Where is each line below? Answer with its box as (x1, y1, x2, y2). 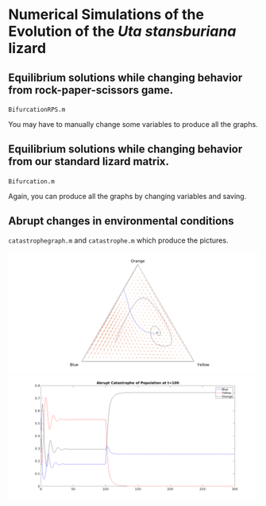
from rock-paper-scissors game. (8, 83, 174, 97)
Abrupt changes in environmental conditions (8, 214, 234, 228)
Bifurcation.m (8, 177, 56, 186)
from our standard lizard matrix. (8, 155, 169, 168)
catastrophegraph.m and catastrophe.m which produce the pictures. (8, 236, 229, 245)
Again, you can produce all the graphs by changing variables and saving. (8, 191, 247, 201)
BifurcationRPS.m (8, 105, 66, 113)
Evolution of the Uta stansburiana (8, 22, 237, 40)
